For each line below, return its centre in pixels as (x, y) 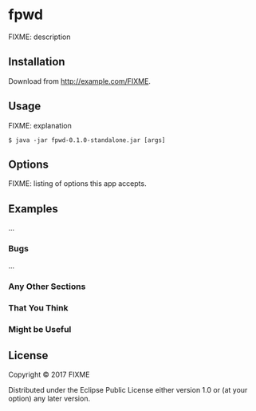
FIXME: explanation (40, 125)
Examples (33, 209)
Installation (37, 62)
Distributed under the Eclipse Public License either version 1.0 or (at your (128, 390)
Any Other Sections (47, 287)
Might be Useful (40, 330)
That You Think (38, 308)
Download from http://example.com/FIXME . (80, 81)
